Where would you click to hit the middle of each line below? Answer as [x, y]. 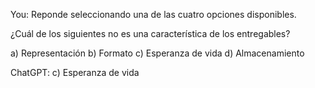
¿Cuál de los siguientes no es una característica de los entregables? [150, 33]
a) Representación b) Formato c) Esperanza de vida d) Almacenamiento [157, 53]
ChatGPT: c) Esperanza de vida [75, 72]
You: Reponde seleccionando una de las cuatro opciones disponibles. [153, 14]
